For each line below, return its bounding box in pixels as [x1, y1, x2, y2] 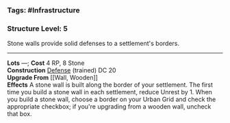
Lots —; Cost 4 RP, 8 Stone [7, 59, 85, 67]
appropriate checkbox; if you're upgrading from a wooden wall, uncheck [7, 102, 212, 111]
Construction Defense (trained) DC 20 [7, 66, 116, 74]
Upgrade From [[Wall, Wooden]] [7, 74, 98, 82]
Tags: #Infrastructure [7, 5, 80, 15]
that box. [7, 110, 32, 118]
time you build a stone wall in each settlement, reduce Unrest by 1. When [7, 88, 212, 96]
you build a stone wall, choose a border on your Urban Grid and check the [7, 95, 216, 104]
